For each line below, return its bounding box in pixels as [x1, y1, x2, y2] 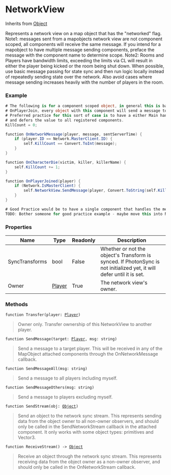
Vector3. [17, 435, 36, 441]
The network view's [100, 279, 148, 286]
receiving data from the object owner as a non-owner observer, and [17, 459, 160, 465]
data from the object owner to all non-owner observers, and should [17, 418, 159, 424]
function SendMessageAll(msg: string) [5, 366, 88, 371]
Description [117, 237, 147, 244]
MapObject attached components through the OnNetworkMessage [17, 351, 158, 357]
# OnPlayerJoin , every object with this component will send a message [5, 108, 160, 113]
